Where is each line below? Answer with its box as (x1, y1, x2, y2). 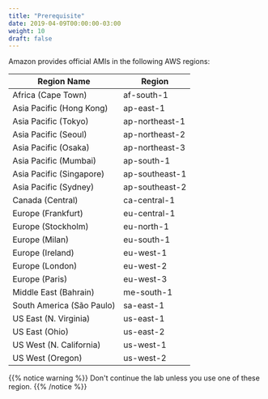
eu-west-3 (123, 274, 168, 285)
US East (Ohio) (12, 326, 69, 337)
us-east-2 (123, 326, 165, 337)
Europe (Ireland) (12, 248, 74, 259)
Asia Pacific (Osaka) (12, 142, 91, 154)
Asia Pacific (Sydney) (12, 181, 95, 193)
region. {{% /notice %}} (8, 382, 87, 392)
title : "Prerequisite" (8, 11, 85, 20)
